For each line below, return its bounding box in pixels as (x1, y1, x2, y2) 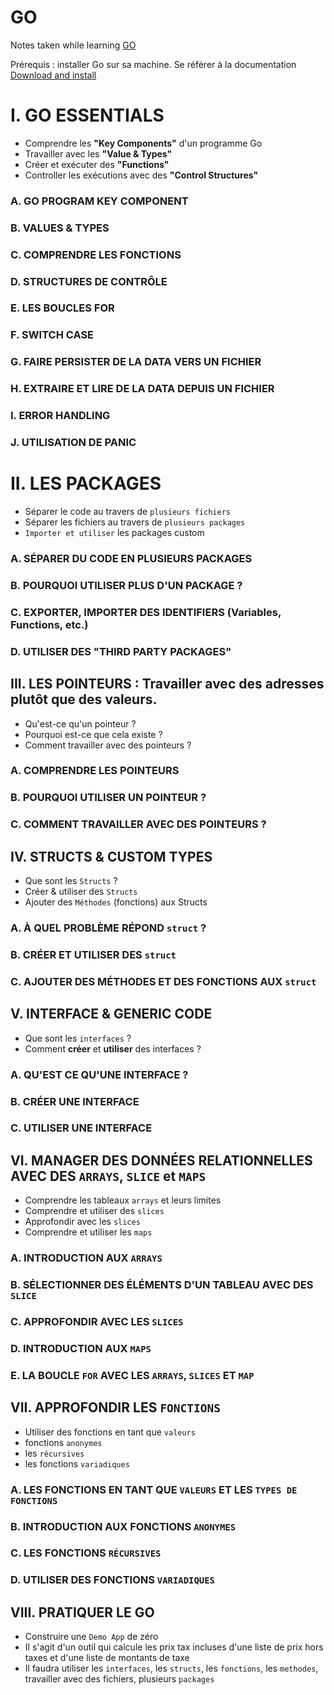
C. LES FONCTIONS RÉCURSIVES (10, 1546, 162, 1560)
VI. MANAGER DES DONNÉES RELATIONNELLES (10, 1152, 313, 1169)
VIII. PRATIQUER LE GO (10, 1604, 155, 1621)
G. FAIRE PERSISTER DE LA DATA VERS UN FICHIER (10, 355, 262, 369)
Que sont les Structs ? (24, 875, 118, 887)
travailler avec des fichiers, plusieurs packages (24, 1673, 215, 1685)
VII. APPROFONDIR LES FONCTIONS (10, 1399, 222, 1416)
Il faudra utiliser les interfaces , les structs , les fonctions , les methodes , (24, 1662, 319, 1675)
